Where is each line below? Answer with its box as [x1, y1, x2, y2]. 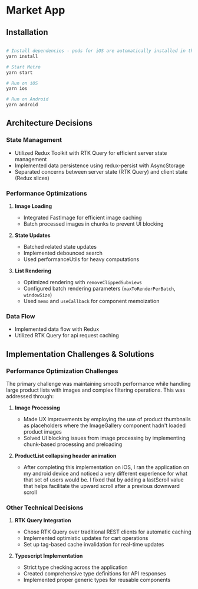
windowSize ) [23, 291, 52, 298]
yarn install [6, 53, 38, 59]
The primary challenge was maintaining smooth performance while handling [6, 380, 191, 387]
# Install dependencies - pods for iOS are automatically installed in [6, 48, 186, 54]
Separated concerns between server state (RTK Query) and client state [14, 168, 188, 175]
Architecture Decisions [6, 118, 93, 128]
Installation [6, 27, 48, 37]
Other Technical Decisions [6, 503, 84, 512]
